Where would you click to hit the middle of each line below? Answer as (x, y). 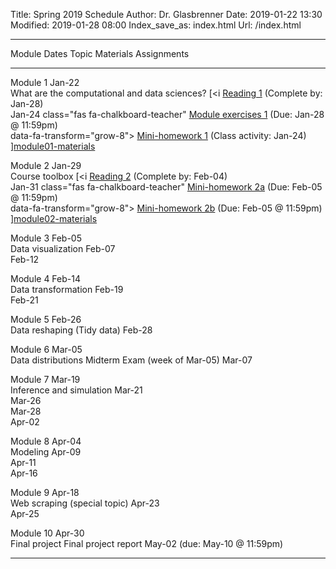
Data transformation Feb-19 (67, 289)
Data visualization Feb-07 (63, 248)
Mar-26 (26, 400)
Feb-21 (24, 300)
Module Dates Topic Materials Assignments (100, 53)
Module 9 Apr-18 (45, 492)
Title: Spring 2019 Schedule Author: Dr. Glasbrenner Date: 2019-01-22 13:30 (166, 14)
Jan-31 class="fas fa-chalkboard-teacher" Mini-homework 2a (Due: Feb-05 (166, 187)
